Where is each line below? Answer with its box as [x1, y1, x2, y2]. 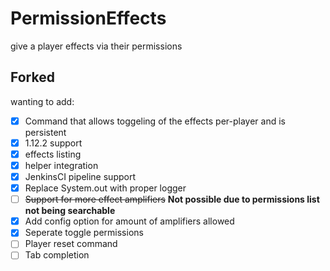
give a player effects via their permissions [10, 40, 183, 52]
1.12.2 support [24, 137, 83, 149]
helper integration [24, 159, 99, 171]
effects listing [24, 148, 82, 160]
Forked [10, 69, 55, 86]
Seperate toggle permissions [24, 227, 144, 239]
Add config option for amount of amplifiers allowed [24, 215, 235, 227]
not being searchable [24, 205, 116, 217]
